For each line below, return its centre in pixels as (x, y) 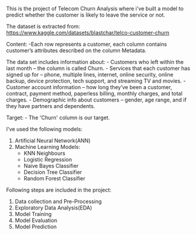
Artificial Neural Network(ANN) (53, 141)
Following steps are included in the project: (59, 190)
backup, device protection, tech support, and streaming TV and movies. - (96, 81)
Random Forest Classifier (54, 178)
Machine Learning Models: (47, 147)
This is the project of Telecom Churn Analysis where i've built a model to (95, 9)
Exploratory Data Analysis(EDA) (53, 208)
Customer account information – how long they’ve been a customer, (89, 87)
